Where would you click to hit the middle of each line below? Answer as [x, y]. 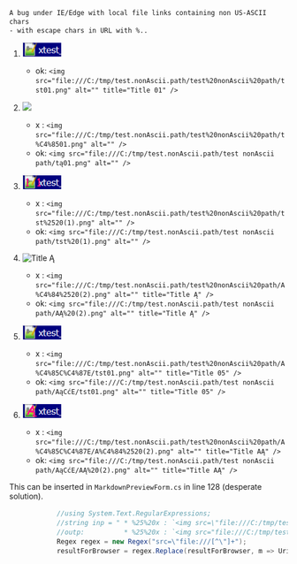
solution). [27, 496]
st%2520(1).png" [65, 223]
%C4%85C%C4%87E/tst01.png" [85, 373]
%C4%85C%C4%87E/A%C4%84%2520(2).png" [105, 452]
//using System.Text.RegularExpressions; [134, 514]
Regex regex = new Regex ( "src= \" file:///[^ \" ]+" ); [152, 541]
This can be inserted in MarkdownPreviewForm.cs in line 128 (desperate [136, 487]
